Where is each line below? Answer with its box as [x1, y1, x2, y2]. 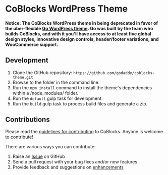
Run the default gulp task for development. [12, 95, 103, 101]
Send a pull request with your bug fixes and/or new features [12, 159, 138, 165]
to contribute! [5, 134, 34, 140]
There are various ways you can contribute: [5, 144, 96, 150]
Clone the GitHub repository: [12, 69, 72, 76]
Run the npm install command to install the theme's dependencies [12, 84, 152, 91]
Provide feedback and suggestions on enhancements [12, 164, 124, 170]
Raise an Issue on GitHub [12, 153, 65, 159]
